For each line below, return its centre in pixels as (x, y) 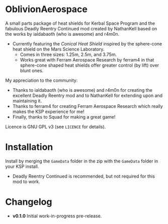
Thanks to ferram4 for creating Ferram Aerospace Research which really (88, 106)
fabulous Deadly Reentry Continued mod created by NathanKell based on (81, 28)
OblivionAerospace (47, 9)
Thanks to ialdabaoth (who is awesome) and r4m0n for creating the (82, 90)
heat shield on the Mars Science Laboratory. (58, 49)
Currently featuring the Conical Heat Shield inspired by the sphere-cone (87, 43)
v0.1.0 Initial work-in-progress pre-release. (57, 216)
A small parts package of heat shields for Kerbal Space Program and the (80, 23)
